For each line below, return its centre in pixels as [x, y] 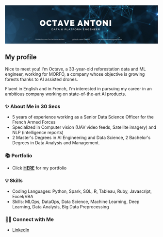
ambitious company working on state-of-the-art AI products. [65, 94]
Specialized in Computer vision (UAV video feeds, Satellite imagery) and [84, 127]
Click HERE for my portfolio [39, 168]
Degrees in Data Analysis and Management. [56, 143]
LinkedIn [21, 230]
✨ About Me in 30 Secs [33, 106]
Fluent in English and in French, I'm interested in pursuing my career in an [78, 88]
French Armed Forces [34, 122]
